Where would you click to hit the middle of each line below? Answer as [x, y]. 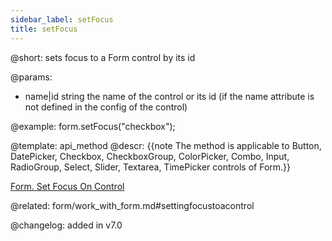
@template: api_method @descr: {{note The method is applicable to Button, [166, 145]
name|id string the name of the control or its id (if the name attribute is [169, 96]
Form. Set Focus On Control [67, 186]
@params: [31, 77]
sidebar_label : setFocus [62, 19]
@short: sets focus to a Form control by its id [103, 57]
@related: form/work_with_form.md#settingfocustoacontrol [132, 205]
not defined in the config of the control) [106, 107]
